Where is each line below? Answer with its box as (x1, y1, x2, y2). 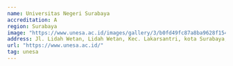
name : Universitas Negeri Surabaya (7, 10, 110, 17)
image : (7, 29, 26, 36)
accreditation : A (7, 16, 58, 23)
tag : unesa (7, 49, 39, 56)
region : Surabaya (7, 23, 58, 30)
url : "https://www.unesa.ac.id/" (7, 42, 104, 49)
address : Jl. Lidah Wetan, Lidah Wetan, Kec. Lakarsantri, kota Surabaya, (7, 36, 228, 43)
